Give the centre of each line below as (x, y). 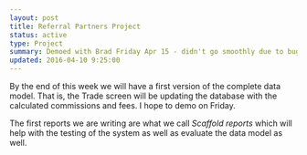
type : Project (37, 43)
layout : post (34, 18)
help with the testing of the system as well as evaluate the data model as (146, 133)
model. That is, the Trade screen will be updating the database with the (143, 96)
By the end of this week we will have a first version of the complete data (145, 86)
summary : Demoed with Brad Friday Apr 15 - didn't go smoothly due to (147, 52)
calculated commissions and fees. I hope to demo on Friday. (122, 105)
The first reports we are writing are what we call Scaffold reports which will (151, 123)
